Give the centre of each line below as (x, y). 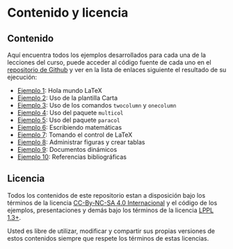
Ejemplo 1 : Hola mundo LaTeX (59, 91)
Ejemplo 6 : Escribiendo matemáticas (70, 127)
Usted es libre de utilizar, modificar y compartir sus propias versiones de (111, 231)
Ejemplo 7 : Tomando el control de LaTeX (75, 135)
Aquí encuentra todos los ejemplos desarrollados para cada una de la (107, 55)
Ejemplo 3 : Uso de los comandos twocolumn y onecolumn (97, 105)
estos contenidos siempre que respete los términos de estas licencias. (108, 238)
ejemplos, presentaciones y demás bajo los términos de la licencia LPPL (111, 210)
